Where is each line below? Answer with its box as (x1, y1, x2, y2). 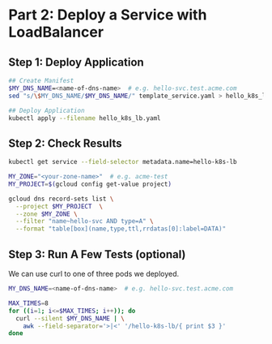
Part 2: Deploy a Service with (8, 6, 207, 24)
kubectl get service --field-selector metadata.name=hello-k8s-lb (8, 158, 237, 166)
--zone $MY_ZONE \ (15, 209, 79, 218)
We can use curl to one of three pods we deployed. (8, 269, 180, 278)
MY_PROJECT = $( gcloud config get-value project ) (8, 180, 172, 188)
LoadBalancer (8, 23, 104, 41)
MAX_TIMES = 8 (8, 299, 49, 307)
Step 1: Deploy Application (8, 55, 144, 69)
